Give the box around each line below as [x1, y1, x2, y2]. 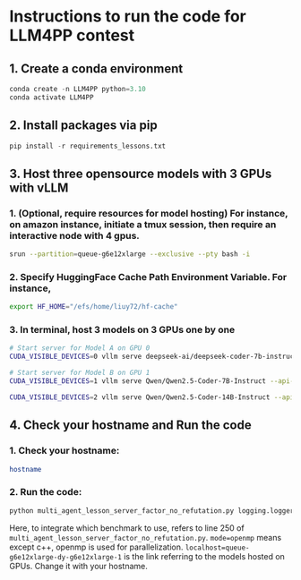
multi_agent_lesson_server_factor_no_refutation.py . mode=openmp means [9, 532, 282, 542]
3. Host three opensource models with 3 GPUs [9, 166, 272, 181]
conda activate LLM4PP [9, 92, 94, 102]
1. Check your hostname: [9, 445, 120, 457]
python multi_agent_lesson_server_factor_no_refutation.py [9, 506, 235, 516]
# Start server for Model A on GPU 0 [9, 344, 150, 353]
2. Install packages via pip [9, 118, 159, 133]
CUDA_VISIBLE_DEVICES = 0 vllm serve [9, 352, 142, 362]
